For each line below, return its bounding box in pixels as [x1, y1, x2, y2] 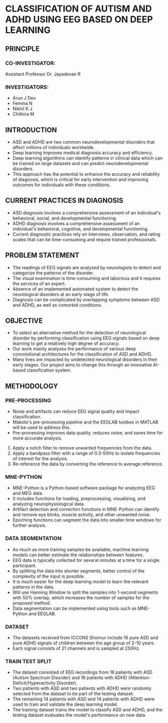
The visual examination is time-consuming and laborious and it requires [12, 275, 161, 281]
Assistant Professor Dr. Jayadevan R [5, 71, 81, 77]
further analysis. [12, 522, 47, 529]
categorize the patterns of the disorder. [12, 270, 95, 276]
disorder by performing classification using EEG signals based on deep [12, 335, 160, 341]
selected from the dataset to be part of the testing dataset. [12, 691, 134, 697]
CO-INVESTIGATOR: [5, 59, 56, 66]
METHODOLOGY [5, 382, 58, 390]
